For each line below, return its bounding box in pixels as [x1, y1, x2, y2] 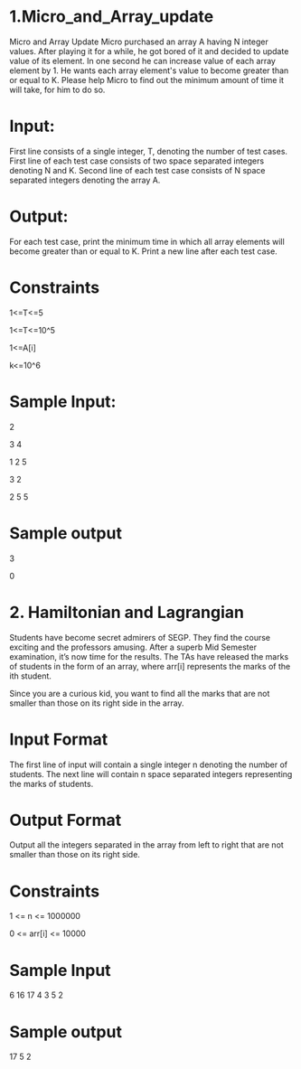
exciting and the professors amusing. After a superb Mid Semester [9, 642, 258, 652]
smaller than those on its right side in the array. [9, 698, 184, 708]
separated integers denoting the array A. [9, 174, 161, 185]
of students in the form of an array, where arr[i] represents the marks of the [9, 661, 291, 671]
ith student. [9, 670, 52, 681]
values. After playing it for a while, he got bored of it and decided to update [9, 45, 289, 56]
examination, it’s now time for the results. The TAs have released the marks [9, 651, 289, 661]
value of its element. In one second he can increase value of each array [9, 55, 276, 66]
